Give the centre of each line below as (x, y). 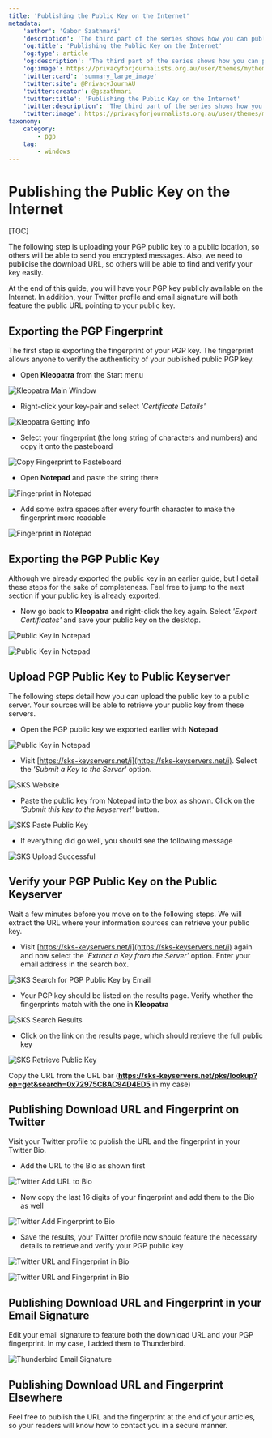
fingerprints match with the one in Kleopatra (94, 1004)
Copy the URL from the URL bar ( (64, 1075)
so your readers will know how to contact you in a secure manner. (118, 1425)
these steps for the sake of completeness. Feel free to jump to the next (126, 587)
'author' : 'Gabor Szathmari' (72, 31)
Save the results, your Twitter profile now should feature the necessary (138, 1237)
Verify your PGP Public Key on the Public (113, 882)
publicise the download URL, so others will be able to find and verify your (130, 264)
